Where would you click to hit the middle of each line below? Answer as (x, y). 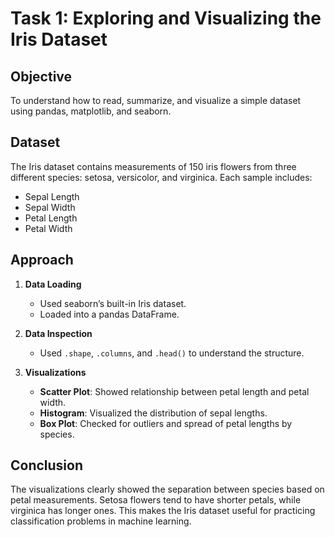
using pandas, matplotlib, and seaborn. (91, 111)
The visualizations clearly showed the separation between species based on (167, 489)
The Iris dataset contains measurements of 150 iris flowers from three (153, 166)
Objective (41, 76)
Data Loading (53, 284)
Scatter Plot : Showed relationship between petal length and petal (174, 391)
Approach (42, 260)
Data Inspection (58, 333)
